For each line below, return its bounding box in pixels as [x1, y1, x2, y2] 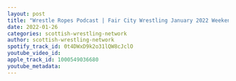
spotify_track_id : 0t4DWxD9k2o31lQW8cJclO [7, 43, 133, 50]
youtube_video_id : [7, 50, 61, 57]
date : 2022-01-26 [7, 23, 58, 30]
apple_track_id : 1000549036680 [7, 56, 99, 63]
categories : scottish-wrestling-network [7, 30, 128, 37]
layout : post [7, 10, 46, 18]
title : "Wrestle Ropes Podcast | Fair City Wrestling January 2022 [7, 17, 209, 24]
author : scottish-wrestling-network [7, 37, 114, 44]
